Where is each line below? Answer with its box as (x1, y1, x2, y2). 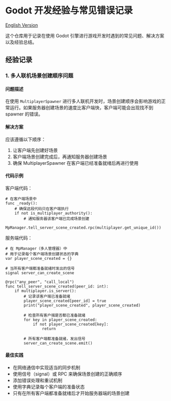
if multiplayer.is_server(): (14, 288, 77, 293)
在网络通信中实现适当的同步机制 (12, 365, 80, 371)
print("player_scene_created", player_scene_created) (24, 302, 141, 308)
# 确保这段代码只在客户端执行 (14, 206, 69, 211)
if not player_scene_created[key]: (32, 321, 109, 327)
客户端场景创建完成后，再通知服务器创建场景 (12, 154, 108, 160)
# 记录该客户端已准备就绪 (24, 294, 71, 299)
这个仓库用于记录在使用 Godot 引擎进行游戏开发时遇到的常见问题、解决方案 (5, 32, 165, 39)
